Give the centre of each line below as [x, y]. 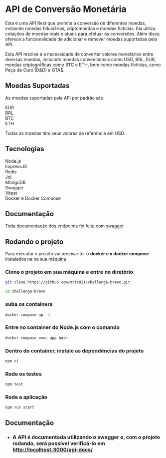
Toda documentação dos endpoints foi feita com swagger [65, 226]
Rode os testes [24, 374]
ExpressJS [16, 166]
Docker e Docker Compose [33, 198]
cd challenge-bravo [25, 291]
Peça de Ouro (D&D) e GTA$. [35, 70]
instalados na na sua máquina [36, 259]
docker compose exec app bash [37, 338]
